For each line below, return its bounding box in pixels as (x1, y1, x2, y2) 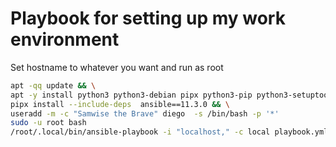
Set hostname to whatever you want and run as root (10, 61, 224, 73)
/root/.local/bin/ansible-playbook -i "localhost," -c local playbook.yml (10, 127, 329, 137)
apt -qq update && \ (10, 80, 97, 91)
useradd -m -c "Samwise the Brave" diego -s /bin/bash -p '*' (10, 108, 280, 119)
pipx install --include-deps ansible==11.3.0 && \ (10, 99, 230, 109)
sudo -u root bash (10, 118, 87, 128)
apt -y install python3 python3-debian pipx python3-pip (10, 90, 253, 100)
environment (10, 28, 120, 51)
